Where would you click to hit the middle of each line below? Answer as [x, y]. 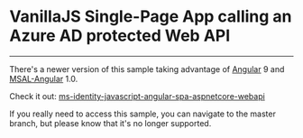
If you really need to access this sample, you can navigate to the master [143, 114]
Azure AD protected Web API [120, 36]
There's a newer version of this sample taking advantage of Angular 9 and [147, 69]
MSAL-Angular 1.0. [44, 78]
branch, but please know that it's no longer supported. [110, 123]
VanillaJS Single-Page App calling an [151, 17]
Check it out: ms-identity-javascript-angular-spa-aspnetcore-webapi [138, 96]
